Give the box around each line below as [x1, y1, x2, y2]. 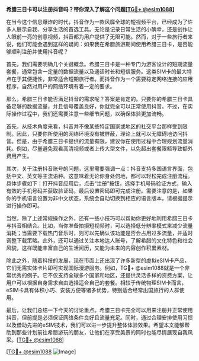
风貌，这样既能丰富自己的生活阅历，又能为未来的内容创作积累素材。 [6, 244, 172, 251]
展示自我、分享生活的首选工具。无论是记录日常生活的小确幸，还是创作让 [16, 26, 193, 33]
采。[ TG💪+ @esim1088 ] [6, 336, 64, 343]
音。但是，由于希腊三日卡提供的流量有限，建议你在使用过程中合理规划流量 [6, 138, 188, 145]
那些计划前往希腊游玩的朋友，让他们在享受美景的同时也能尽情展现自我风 [16, 329, 193, 336]
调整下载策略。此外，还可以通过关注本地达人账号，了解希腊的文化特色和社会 [6, 237, 193, 244]
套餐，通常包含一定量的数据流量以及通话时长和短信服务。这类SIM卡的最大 [6, 68, 187, 75]
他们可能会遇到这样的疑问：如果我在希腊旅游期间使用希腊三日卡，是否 [16, 41, 188, 47]
